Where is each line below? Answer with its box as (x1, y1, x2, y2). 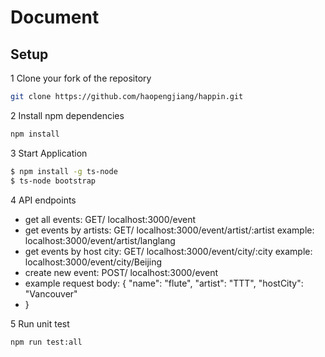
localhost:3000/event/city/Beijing (24, 256, 163, 268)
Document (10, 6, 100, 29)
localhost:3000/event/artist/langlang (24, 234, 176, 246)
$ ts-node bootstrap (10, 176, 97, 186)
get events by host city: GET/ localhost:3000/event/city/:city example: (24, 245, 313, 257)
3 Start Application (10, 147, 88, 159)
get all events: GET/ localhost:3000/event (24, 213, 197, 225)
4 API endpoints (10, 194, 77, 206)
